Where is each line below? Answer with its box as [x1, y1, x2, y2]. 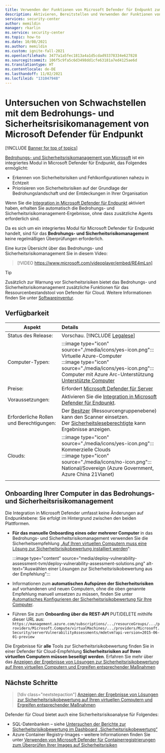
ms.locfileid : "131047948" [5, 76, 60, 81]
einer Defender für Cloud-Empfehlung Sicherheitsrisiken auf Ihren [5, 648, 141, 654]
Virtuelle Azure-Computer [61, 352, 122, 359]
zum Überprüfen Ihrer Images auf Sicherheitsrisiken [12, 742, 117, 748]
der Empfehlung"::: [12, 571, 51, 577]
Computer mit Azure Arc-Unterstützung [61, 371, 154, 378]
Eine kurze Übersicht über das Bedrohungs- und [5, 245, 103, 251]
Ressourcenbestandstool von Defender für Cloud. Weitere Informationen [5, 289, 152, 295]
